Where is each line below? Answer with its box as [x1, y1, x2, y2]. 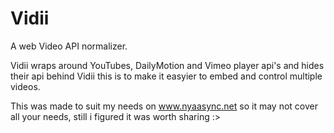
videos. [10, 80, 41, 92]
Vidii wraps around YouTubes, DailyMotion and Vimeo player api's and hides [10, 59, 325, 71]
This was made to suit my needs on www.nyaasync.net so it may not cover [10, 100, 318, 112]
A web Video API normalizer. [10, 40, 128, 52]
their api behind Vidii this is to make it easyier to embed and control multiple [10, 70, 323, 82]
